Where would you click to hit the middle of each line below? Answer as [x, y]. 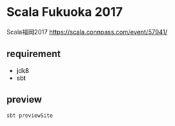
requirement [34, 54]
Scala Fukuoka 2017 [65, 12]
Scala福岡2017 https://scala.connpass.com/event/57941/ [87, 32]
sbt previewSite [30, 115]
